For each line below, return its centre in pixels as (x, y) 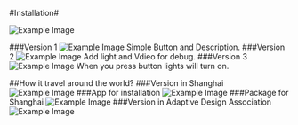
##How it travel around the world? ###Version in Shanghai (117, 83)
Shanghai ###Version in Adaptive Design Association (141, 102)
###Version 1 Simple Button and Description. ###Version (147, 47)
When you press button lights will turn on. (153, 66)
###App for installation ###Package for (182, 93)
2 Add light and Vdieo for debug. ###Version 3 (128, 56)
